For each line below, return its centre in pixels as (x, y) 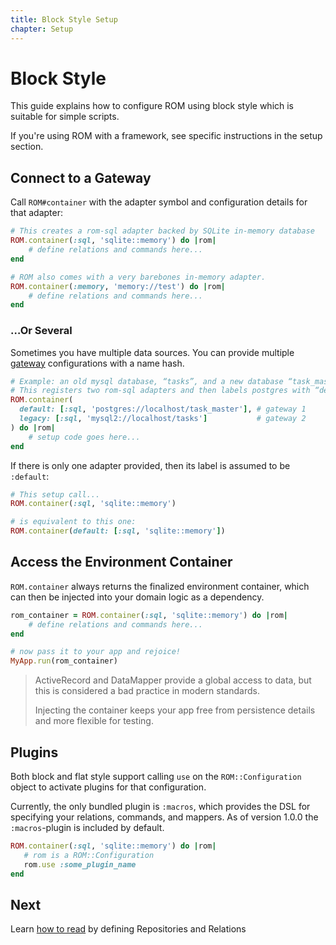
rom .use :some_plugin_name (80, 864)
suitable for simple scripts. (65, 117)
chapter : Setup (42, 29)
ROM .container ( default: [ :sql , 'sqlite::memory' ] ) (118, 531)
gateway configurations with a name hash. (97, 363)
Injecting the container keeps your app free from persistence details (175, 710)
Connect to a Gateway (81, 177)
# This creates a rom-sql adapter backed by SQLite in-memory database (162, 231)
